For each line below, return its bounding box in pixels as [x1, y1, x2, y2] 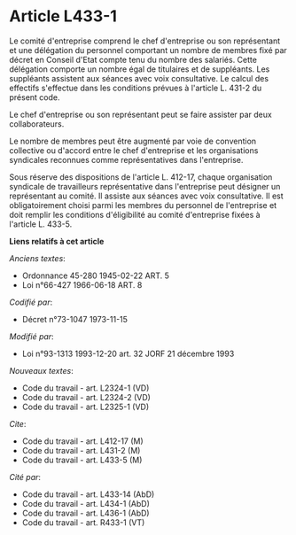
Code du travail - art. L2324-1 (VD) [21, 383, 150, 393]
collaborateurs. [9, 118, 65, 129]
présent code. [9, 91, 60, 103]
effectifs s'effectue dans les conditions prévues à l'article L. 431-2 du [9, 82, 262, 93]
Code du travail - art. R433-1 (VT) [21, 516, 145, 528]
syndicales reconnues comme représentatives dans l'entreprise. [9, 154, 244, 165]
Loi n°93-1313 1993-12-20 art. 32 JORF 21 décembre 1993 [21, 348, 235, 359]
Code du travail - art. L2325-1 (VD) [21, 401, 150, 412]
